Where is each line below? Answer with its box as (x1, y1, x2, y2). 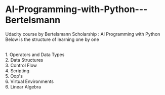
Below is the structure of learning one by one (5, 36, 100, 42)
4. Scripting (5, 67, 29, 74)
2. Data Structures (5, 57, 44, 63)
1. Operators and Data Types (5, 52, 65, 58)
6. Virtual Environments (5, 78, 54, 84)
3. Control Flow (5, 62, 37, 68)
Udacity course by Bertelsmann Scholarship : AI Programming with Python (5, 31, 160, 37)
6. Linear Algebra (5, 83, 42, 89)
